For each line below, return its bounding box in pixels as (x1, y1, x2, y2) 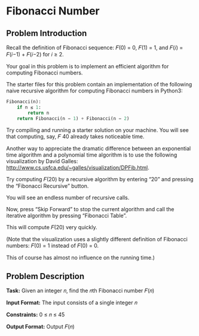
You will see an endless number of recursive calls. (6, 194, 130, 201)
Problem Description (6, 271, 85, 281)
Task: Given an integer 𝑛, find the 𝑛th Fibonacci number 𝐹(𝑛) (6, 287, 155, 295)
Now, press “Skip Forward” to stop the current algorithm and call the (6, 205, 174, 212)
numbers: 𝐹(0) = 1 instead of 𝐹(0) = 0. (6, 242, 99, 249)
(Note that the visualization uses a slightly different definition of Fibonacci (6, 235, 188, 242)
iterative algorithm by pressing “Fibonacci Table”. (6, 212, 127, 219)
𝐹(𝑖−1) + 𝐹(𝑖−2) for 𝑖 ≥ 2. (6, 51, 64, 58)
